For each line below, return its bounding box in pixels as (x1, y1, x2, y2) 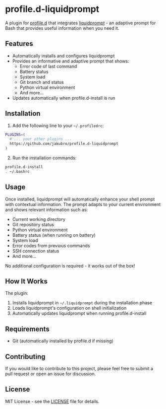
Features (5, 40, 33, 48)
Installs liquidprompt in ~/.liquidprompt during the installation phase (12, 300, 153, 306)
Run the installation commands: (12, 155, 77, 161)
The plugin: (5, 290, 28, 296)
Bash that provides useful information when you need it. (5, 25, 119, 31)
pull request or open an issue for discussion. (5, 371, 96, 377)
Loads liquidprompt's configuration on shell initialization (12, 305, 127, 311)
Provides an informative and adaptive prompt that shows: (12, 58, 129, 64)
